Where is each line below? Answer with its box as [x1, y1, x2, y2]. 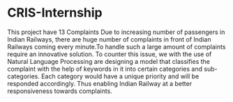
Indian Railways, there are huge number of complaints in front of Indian [7, 35, 211, 43]
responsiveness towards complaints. [7, 87, 113, 95]
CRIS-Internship [7, 5, 103, 21]
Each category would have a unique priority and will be [40, 71, 200, 80]
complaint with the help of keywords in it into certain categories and [7, 65, 203, 73]
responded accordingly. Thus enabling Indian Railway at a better [7, 79, 193, 87]
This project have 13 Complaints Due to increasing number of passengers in [7, 28, 225, 36]
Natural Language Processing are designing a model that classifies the [7, 57, 211, 65]
